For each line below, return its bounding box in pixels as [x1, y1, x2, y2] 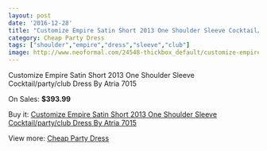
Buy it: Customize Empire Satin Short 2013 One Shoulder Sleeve [8, 110, 217, 119]
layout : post [8, 11, 52, 20]
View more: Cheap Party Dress [8, 134, 110, 143]
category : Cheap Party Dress [8, 33, 105, 42]
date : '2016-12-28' [8, 19, 73, 27]
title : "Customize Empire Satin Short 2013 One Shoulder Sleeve [8, 26, 226, 34]
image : [8, 48, 30, 56]
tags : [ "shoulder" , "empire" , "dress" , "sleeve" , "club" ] [8, 41, 191, 49]
